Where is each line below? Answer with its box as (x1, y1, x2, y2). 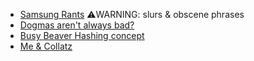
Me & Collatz (19, 40, 73, 52)
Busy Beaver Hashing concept (19, 30, 145, 41)
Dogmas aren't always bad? (19, 19, 135, 31)
